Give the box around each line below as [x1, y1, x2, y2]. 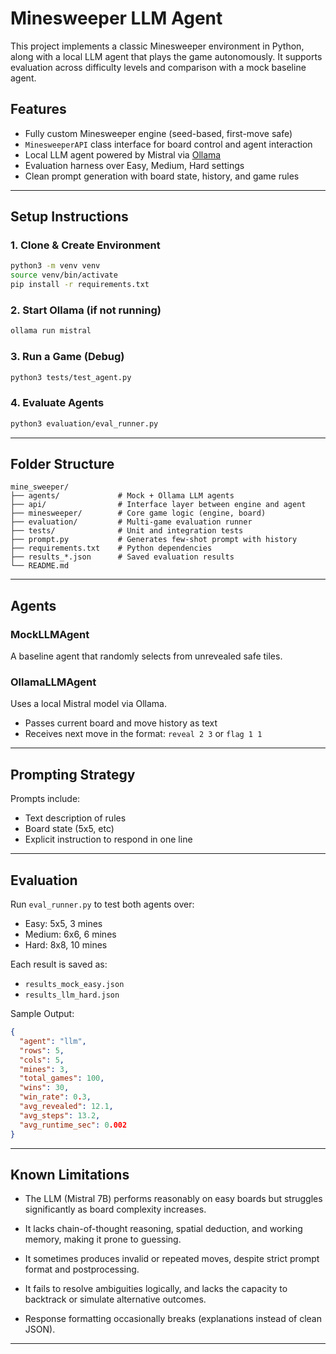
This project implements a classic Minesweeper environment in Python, [10, 40, 305, 52]
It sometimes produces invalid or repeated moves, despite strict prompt [24, 1253, 320, 1265]
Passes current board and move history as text [24, 717, 218, 729]
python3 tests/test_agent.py [10, 372, 132, 382]
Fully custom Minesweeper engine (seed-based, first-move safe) [24, 127, 293, 139]
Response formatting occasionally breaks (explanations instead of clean [24, 1313, 322, 1325]
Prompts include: [10, 793, 81, 805]
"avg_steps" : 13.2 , [19, 1110, 101, 1121]
